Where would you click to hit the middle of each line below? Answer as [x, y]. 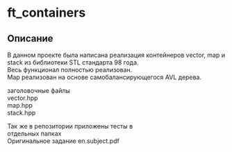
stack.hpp [22, 113]
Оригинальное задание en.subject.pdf [63, 141]
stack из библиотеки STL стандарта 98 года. [73, 62]
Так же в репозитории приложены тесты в [70, 126]
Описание [30, 39]
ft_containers [47, 13]
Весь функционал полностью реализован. [70, 70]
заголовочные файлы [39, 91]
